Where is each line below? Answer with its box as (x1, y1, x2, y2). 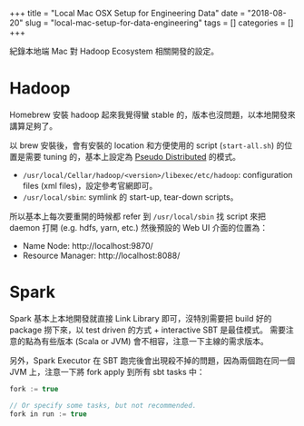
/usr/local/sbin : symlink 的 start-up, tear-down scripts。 (22, 191, 239, 203)
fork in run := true (9, 409, 88, 419)
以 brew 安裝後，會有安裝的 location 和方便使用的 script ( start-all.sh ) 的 (9, 140, 285, 151)
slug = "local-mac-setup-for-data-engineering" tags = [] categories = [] (25, 17, 294, 28)
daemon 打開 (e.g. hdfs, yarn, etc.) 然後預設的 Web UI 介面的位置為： (9, 222, 269, 233)
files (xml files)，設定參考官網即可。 (22, 180, 158, 191)
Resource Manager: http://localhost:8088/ (22, 250, 181, 261)
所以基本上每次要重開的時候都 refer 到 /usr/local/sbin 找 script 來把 (9, 211, 266, 222)
